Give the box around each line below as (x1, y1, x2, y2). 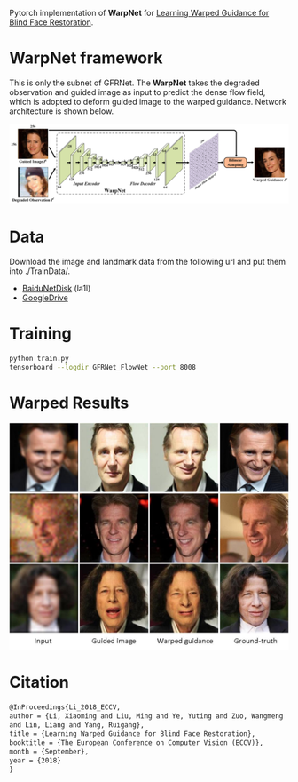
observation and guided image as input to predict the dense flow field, (9, 86, 266, 97)
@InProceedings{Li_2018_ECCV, (9, 702, 122, 712)
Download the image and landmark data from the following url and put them (9, 256, 286, 267)
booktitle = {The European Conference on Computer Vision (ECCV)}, (9, 738, 264, 747)
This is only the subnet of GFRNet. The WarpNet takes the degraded (9, 77, 260, 88)
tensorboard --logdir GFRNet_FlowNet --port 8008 (9, 363, 197, 372)
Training (9, 323, 73, 343)
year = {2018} (9, 755, 62, 765)
